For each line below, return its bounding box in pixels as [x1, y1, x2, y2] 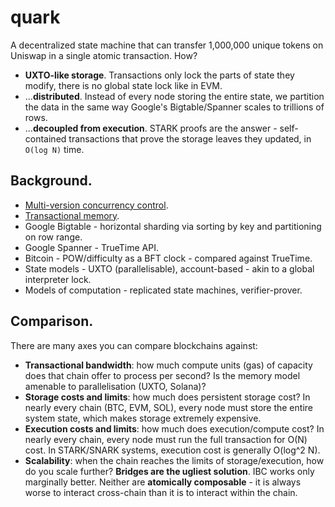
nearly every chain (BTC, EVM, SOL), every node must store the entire [24, 401, 313, 413]
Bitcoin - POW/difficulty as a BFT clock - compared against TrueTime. [24, 252, 313, 264]
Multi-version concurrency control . [24, 199, 169, 211]
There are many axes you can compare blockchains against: [10, 339, 258, 351]
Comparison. [10, 313, 94, 330]
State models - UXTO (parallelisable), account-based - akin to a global [24, 262, 315, 275]
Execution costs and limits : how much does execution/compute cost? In [24, 422, 325, 435]
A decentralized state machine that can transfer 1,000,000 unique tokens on [10, 39, 324, 51]
